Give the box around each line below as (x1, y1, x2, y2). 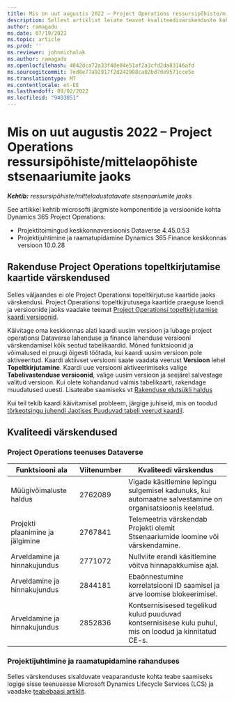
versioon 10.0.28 (17, 241, 65, 249)
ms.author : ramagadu (7, 56, 68, 63)
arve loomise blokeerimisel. (128, 589, 218, 599)
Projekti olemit (128, 523, 175, 533)
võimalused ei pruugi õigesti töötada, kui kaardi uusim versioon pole (7, 348, 203, 357)
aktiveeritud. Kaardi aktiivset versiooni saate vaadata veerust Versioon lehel (7, 356, 226, 364)
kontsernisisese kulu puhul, (128, 618, 218, 627)
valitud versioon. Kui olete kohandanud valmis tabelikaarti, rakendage (7, 377, 207, 387)
